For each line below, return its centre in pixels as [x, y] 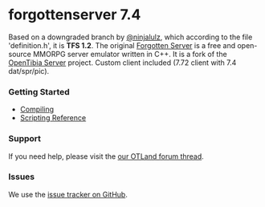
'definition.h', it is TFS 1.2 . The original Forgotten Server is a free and [122, 45]
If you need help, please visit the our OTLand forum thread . [106, 156]
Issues [22, 177]
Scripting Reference [53, 118]
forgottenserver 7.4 [75, 15]
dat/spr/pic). [29, 71]
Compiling [37, 109]
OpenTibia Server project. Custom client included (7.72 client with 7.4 [122, 63]
